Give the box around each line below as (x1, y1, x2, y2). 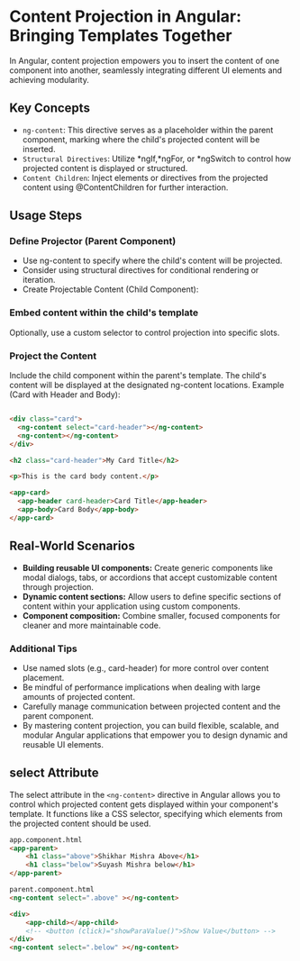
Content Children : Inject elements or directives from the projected (22, 172, 268, 183)
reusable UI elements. (22, 739, 104, 749)
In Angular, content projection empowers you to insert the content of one (9, 55, 280, 66)
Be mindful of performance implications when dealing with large (22, 682, 261, 693)
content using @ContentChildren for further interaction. (22, 182, 229, 193)
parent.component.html (9, 885, 95, 894)
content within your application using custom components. (22, 601, 241, 612)
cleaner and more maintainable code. (22, 620, 161, 630)
